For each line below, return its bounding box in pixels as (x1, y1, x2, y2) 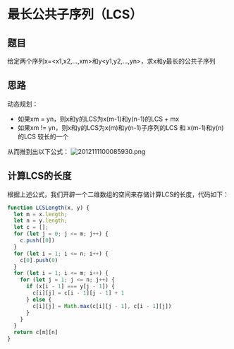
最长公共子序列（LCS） (7, 6, 143, 23)
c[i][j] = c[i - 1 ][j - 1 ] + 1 (32, 290, 125, 297)
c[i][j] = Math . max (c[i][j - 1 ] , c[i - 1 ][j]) (32, 302, 172, 309)
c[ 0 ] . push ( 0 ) (20, 256, 58, 264)
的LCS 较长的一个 (17, 132, 69, 141)
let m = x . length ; (13, 211, 68, 218)
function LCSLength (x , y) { (7, 204, 90, 211)
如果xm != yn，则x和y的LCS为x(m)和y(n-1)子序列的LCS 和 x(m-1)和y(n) (17, 123, 224, 131)
